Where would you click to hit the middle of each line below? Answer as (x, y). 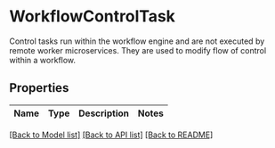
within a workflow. (43, 60)
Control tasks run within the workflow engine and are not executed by (137, 41)
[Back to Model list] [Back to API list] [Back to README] (111, 135)
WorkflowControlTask (93, 16)
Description (104, 113)
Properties (39, 88)
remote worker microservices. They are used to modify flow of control (138, 50)
